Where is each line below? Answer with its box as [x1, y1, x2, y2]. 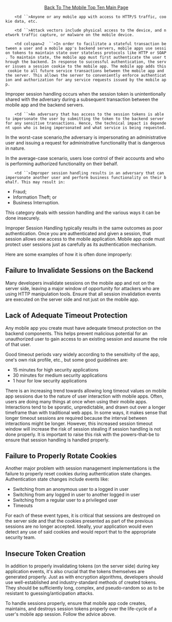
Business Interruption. [12, 200, 60, 205]
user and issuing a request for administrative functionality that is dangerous [5, 140, 165, 146]
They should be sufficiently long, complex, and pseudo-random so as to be [5, 585, 164, 591]
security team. [5, 535, 36, 541]
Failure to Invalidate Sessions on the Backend [5, 266, 154, 275]
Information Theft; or [12, 194, 57, 200]
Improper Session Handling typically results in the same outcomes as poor [5, 225, 163, 231]
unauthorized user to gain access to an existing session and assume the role [5, 335, 167, 342]
